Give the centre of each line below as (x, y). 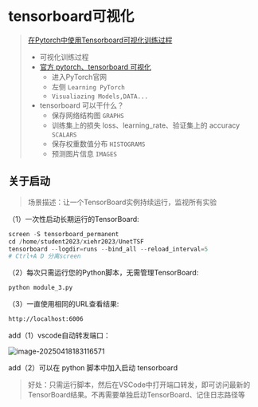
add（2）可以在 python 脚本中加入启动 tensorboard (93, 367)
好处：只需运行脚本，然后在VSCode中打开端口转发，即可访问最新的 (139, 385)
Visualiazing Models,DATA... (100, 97)
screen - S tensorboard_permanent (64, 234)
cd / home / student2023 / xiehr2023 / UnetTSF (76, 241)
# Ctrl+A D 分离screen (45, 256)
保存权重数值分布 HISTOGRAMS (98, 144)
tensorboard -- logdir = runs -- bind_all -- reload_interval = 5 (108, 249)
